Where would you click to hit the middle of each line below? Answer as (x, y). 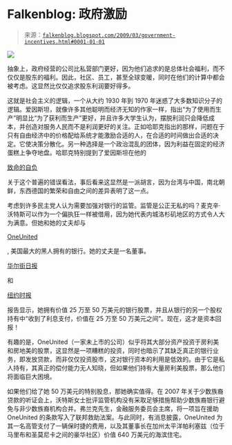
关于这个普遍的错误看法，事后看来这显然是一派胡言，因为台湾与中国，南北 (113, 182)
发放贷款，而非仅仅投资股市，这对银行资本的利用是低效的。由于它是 (122, 359)
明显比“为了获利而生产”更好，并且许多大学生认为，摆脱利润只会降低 (113, 118)
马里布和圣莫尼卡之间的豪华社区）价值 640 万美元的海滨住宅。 (96, 435)
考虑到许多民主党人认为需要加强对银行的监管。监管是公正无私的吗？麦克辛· (114, 205)
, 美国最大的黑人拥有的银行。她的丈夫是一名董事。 (78, 251)
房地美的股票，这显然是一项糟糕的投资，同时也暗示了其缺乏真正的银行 (113, 350)
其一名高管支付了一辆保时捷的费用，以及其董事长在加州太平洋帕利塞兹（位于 (116, 426)
